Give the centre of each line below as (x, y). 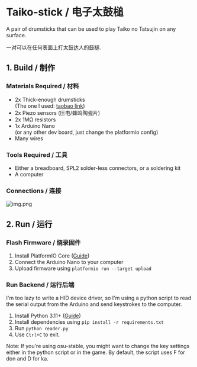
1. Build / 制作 (31, 68)
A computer (29, 174)
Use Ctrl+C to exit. (37, 334)
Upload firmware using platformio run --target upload (83, 268)
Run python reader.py (41, 329)
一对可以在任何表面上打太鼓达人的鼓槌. (54, 47)
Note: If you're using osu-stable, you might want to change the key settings (98, 346)
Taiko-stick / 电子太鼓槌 (65, 12)
